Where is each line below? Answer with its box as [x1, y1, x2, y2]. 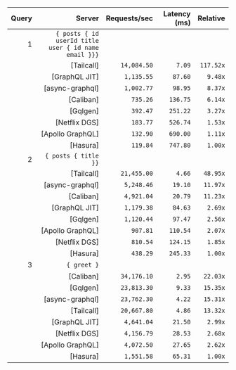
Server [76, 13, 100, 23]
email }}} [66, 51, 100, 58]
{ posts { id [55, 30, 100, 37]
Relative [197, 13, 225, 23]
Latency [163, 9, 191, 18]
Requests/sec [105, 13, 153, 23]
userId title [55, 37, 100, 44]
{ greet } [66, 261, 100, 269]
